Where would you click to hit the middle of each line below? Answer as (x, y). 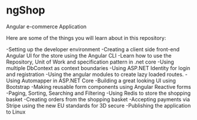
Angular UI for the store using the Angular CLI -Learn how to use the (89, 55)
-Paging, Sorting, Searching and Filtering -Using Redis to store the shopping (98, 93)
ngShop (26, 10)
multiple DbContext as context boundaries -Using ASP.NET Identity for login (98, 68)
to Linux (16, 112)
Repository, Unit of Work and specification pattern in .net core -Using (90, 62)
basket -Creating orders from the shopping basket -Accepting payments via (98, 99)
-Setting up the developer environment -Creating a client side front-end (93, 49)
